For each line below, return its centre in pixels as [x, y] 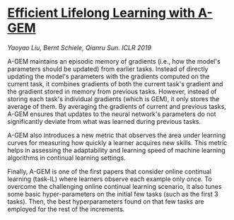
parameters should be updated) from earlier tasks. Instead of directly [108, 69]
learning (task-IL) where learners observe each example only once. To [110, 179]
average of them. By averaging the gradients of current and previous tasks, [117, 106]
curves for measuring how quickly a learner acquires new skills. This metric [117, 142]
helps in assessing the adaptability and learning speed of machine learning [117, 150]
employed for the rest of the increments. [66, 209]
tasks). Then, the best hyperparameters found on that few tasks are [106, 201]
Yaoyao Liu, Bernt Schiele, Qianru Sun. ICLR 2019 [80, 47]
